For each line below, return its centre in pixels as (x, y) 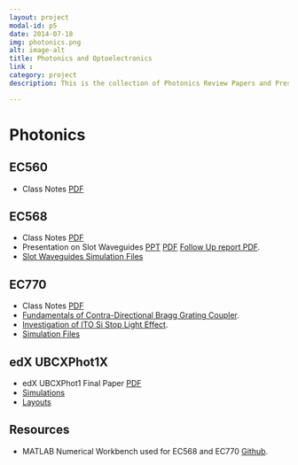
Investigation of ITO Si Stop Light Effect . (95, 325)
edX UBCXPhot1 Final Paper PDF (82, 384)
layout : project (39, 17)
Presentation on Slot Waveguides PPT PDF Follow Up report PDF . (141, 247)
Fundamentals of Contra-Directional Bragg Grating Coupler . (130, 315)
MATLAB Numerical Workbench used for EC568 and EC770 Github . (145, 451)
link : (21, 67)
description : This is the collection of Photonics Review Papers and (141, 83)
